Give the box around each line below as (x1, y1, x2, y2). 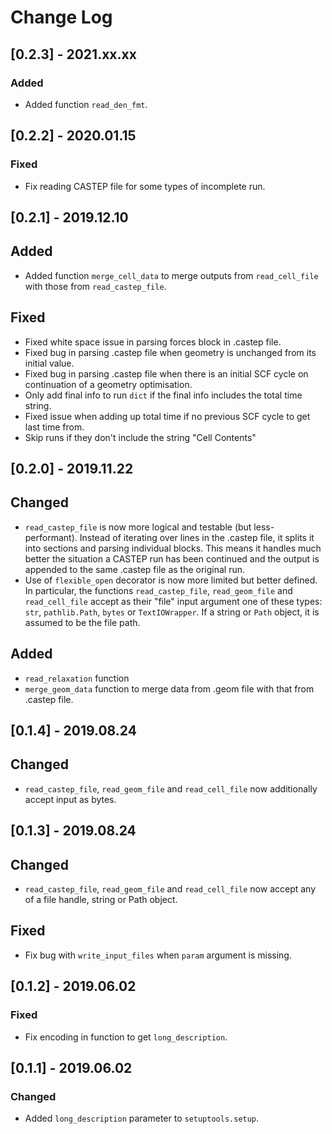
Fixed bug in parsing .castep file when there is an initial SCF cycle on (24, 367, 309, 380)
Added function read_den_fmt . (24, 98, 148, 110)
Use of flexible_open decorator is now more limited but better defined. (24, 574, 318, 586)
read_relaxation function (24, 672, 130, 684)
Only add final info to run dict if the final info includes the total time (24, 389, 303, 401)
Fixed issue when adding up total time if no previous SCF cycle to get (24, 410, 311, 422)
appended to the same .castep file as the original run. (24, 563, 246, 575)
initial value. (24, 357, 75, 369)
